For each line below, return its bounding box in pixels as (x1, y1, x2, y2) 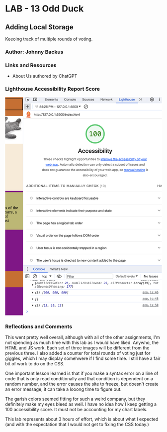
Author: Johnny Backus (5, 48, 64, 55)
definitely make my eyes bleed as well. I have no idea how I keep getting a (5, 401, 157, 407)
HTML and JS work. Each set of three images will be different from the (5, 345, 150, 351)
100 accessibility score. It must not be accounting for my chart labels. (5, 407, 148, 413)
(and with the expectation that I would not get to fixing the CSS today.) (5, 422, 149, 428)
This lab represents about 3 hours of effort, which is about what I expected (5, 416, 159, 422)
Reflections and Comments (5, 323, 73, 330)
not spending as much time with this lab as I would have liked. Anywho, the (5, 339, 159, 346)
